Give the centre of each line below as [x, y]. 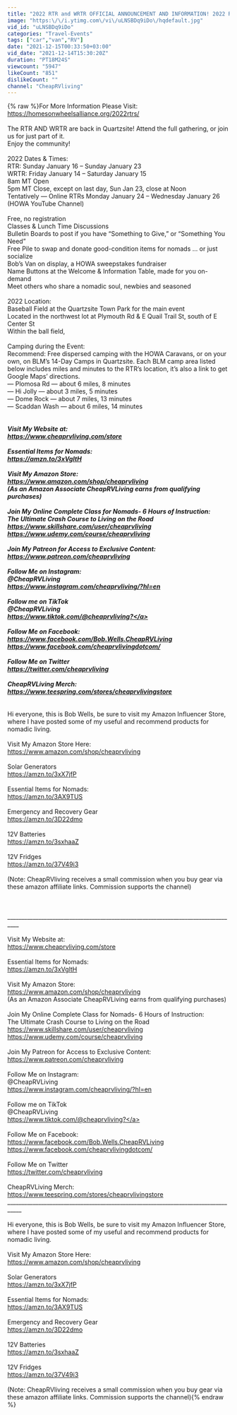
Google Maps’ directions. [44, 377]
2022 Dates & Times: [38, 159]
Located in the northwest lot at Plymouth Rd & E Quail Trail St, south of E [112, 316]
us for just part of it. [36, 136]
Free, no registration [37, 219]
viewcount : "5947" [34, 66]
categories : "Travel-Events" [50, 34]
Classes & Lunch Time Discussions [58, 226]
